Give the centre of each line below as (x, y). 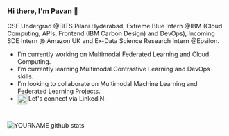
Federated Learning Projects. (59, 91)
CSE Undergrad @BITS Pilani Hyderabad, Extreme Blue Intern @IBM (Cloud (115, 26)
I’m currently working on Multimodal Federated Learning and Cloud (113, 54)
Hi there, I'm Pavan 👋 (43, 11)
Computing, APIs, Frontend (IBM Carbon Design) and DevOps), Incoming (111, 33)
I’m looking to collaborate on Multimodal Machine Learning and (107, 84)
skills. (25, 76)
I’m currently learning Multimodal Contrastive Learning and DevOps (113, 69)
